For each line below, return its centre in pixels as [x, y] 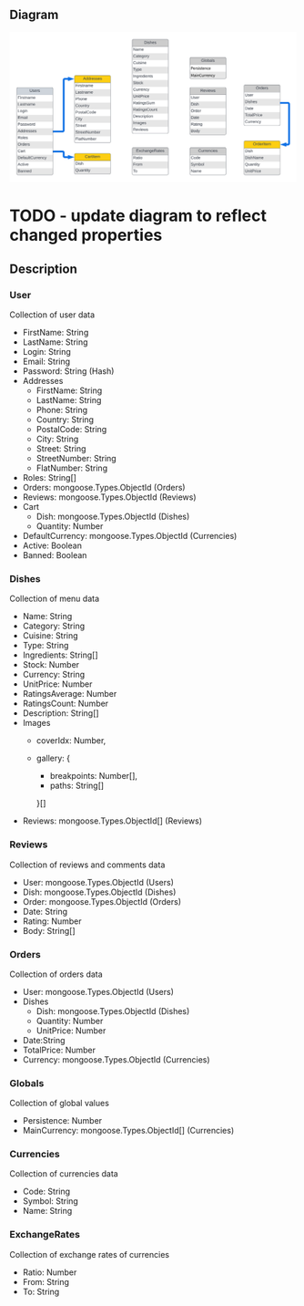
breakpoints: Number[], [94, 776]
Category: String [54, 626]
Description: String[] [61, 713]
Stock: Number [51, 665]
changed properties [86, 235]
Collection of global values [59, 1104]
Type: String [46, 646]
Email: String [46, 361]
